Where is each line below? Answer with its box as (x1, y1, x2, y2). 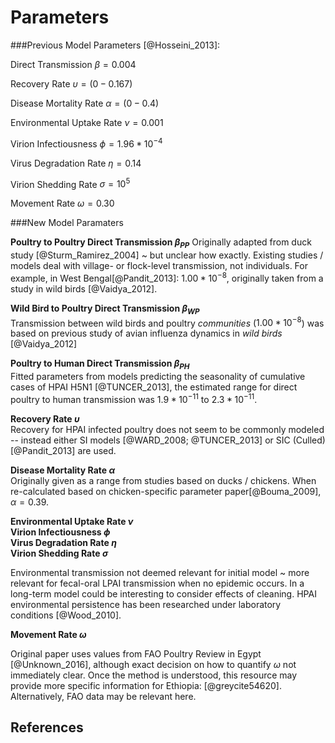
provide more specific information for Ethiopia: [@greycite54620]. (10, 679, 282, 691)
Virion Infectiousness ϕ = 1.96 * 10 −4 (10, 136, 163, 150)
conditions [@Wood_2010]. (10, 609, 122, 621)
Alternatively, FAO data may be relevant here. (10, 690, 197, 702)
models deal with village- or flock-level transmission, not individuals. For (10, 260, 308, 272)
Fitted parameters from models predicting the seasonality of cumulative (10, 370, 306, 382)
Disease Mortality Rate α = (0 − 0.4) (10, 97, 160, 109)
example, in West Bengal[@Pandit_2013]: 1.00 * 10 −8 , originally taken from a (10, 271, 324, 284)
